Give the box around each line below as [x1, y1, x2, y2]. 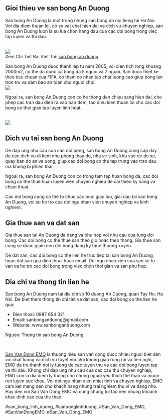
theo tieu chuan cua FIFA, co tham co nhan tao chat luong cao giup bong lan [5, 74, 163, 80]
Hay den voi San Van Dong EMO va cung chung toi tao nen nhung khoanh [5, 389, 158, 395]
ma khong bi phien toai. [5, 163, 54, 169]
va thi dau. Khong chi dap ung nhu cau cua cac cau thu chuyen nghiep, [5, 367, 153, 373]
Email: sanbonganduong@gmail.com [12, 317, 89, 323]
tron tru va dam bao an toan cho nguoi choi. [5, 79, 96, 85]
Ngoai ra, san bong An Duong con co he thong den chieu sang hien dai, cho [5, 94, 162, 100]
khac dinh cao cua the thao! [5, 394, 63, 400]
